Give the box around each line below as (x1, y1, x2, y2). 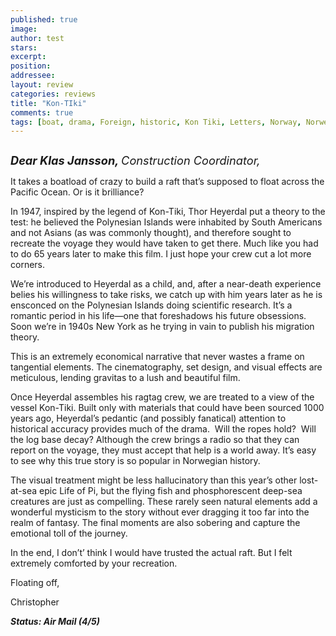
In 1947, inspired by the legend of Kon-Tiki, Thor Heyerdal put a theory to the (10, 206, 326, 218)
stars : (10, 42, 38, 53)
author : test (10, 33, 65, 43)
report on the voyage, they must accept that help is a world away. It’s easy (10, 444, 317, 456)
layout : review (10, 80, 74, 90)
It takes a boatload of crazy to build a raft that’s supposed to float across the (10, 176, 325, 188)
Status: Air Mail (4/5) (10, 616, 100, 628)
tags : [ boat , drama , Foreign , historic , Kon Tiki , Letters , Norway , (10, 117, 302, 127)
